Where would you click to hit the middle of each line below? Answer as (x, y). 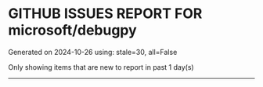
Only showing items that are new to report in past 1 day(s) (101, 67)
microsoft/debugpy (72, 30)
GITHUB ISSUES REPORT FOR (105, 14)
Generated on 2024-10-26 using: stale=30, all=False (93, 52)
